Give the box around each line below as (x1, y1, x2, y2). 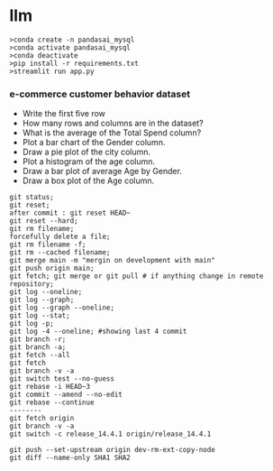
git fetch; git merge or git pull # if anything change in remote (9, 272, 264, 281)
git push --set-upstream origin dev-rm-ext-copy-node (9, 446, 216, 455)
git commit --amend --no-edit (9, 390, 123, 400)
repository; (9, 280, 54, 289)
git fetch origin (9, 414, 75, 423)
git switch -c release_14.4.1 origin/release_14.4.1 (9, 429, 212, 439)
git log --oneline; (9, 288, 83, 297)
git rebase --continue (9, 398, 95, 407)
